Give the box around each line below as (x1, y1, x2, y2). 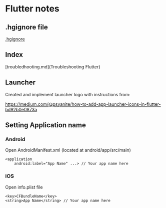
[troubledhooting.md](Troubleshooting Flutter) (5, 63, 100, 70)
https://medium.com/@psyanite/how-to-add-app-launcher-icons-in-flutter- (5, 101, 161, 107)
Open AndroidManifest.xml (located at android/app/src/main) (5, 147, 131, 153)
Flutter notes (5, 3, 60, 14)
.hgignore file (5, 23, 48, 31)
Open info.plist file (5, 184, 43, 190)
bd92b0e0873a (5, 106, 37, 112)
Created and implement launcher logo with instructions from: (5, 91, 131, 97)
